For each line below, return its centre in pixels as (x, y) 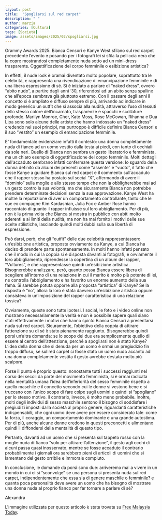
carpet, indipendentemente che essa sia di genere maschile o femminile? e (80, 478)
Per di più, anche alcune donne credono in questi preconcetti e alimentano (79, 423)
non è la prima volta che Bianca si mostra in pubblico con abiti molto (73, 214)
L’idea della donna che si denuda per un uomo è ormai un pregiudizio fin (77, 346)
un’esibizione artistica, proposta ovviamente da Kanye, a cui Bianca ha (75, 244)
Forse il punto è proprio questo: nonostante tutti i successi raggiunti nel (76, 371)
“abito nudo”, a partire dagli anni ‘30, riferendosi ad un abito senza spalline (79, 91)
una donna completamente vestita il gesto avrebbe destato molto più (74, 356)
